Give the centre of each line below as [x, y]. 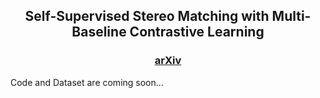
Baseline [99, 32]
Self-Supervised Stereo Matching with [147, 16]
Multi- [291, 16]
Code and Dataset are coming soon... [87, 82]
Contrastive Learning [197, 32]
